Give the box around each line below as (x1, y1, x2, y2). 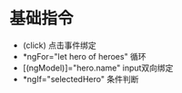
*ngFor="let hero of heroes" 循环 (22, 51, 147, 61)
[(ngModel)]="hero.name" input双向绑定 (22, 62, 174, 73)
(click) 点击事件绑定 (22, 40, 97, 51)
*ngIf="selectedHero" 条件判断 (22, 73, 139, 84)
